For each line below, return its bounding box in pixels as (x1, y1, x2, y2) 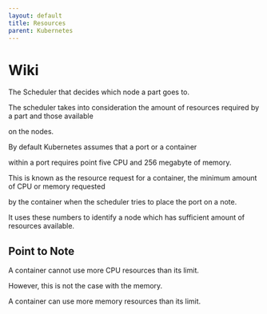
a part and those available (8, 111, 94, 121)
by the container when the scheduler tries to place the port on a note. (8, 197, 237, 207)
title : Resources (8, 19, 66, 27)
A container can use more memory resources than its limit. (8, 296, 201, 306)
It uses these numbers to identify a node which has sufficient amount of (8, 213, 245, 222)
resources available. (8, 221, 74, 231)
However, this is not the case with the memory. (8, 281, 163, 291)
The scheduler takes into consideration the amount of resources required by (8, 103, 260, 113)
